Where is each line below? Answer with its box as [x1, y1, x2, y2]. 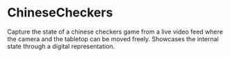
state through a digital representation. [7, 42, 115, 50]
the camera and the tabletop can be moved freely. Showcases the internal [7, 34, 219, 43]
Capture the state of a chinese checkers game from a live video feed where [7, 27, 224, 36]
